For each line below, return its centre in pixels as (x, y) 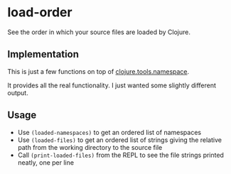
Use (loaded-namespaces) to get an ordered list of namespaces (109, 132)
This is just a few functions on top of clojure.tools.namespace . (98, 71)
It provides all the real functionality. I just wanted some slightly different (112, 85)
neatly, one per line (46, 162)
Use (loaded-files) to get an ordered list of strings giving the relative (120, 140)
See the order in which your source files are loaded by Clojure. (99, 32)
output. (18, 92)
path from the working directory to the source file (90, 147)
